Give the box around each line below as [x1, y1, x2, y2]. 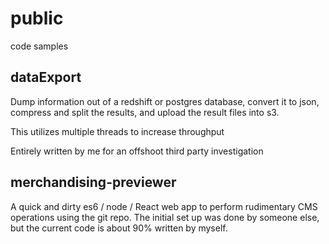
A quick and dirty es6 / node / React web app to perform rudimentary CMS [10, 200, 318, 212]
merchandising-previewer [10, 174, 177, 191]
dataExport [10, 69, 82, 86]
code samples [10, 40, 69, 52]
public [10, 7, 64, 30]
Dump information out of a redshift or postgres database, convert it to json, [10, 95, 320, 107]
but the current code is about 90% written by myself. [10, 222, 228, 234]
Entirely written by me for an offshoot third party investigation [10, 145, 264, 157]
